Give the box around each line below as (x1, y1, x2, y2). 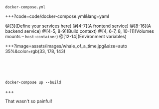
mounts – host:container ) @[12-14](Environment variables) (5, 34, 127, 39)
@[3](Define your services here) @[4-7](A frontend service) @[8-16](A (5, 23, 151, 29)
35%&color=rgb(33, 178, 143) (5, 49, 66, 54)
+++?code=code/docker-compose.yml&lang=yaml (5, 13, 110, 19)
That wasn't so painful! (5, 98, 52, 104)
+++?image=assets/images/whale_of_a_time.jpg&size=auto (5, 43, 128, 49)
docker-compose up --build (5, 80, 61, 85)
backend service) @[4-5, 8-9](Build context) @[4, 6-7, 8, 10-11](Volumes (5, 28, 155, 34)
